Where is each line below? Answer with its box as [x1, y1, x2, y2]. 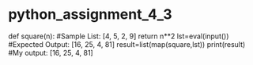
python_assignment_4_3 [8, 5, 172, 23]
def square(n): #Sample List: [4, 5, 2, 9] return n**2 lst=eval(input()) [8, 31, 229, 41]
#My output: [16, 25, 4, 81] [8, 48, 93, 57]
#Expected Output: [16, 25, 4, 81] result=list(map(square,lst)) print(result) [8, 39, 246, 49]
